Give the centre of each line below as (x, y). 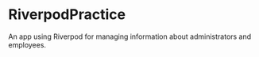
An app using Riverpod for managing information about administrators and (130, 36)
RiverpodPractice (67, 15)
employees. (27, 44)
